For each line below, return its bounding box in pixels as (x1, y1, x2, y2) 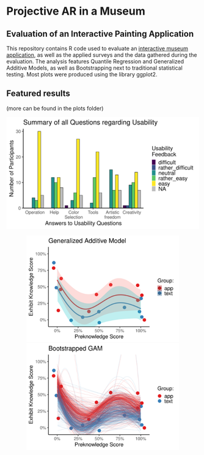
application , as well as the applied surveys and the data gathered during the (6, 51, 197, 59)
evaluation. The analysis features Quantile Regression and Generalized (6, 58, 184, 65)
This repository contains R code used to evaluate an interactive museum (6, 45, 188, 52)
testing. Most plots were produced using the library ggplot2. (6, 71, 158, 78)
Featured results (6, 89, 70, 99)
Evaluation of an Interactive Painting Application (6, 29, 194, 39)
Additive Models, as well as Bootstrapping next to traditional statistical (6, 64, 183, 71)
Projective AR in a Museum (6, 4, 145, 18)
